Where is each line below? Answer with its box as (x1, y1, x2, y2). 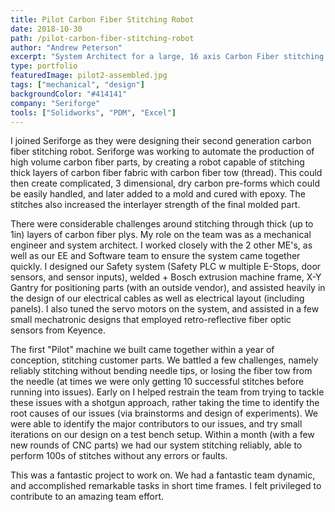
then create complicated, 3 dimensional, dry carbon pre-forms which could (10, 177, 320, 190)
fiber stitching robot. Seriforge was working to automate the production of (10, 146, 315, 158)
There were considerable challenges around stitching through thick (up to (10, 218, 314, 230)
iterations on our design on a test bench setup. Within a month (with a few (10, 429, 315, 441)
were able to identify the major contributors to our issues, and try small (10, 418, 303, 430)
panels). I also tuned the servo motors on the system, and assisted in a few (10, 303, 320, 315)
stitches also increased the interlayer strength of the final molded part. (10, 199, 301, 211)
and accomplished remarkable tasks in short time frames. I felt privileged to (10, 480, 322, 492)
